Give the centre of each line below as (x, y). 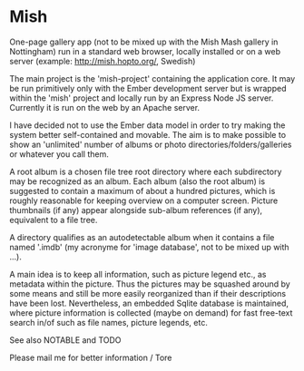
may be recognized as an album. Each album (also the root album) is (137, 181)
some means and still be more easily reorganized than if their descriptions (148, 293)
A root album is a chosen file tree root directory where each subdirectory (146, 171)
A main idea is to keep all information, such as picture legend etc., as (138, 274)
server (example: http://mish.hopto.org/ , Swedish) (103, 61)
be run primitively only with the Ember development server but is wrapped (148, 88)
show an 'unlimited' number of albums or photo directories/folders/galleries (151, 144)
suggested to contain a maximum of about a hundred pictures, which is (142, 190)
